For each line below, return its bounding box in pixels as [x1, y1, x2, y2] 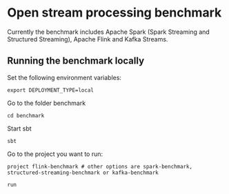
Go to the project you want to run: [7, 150, 103, 158]
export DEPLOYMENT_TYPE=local [7, 86, 94, 94]
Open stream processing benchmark [7, 5, 222, 21]
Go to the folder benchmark [7, 99, 86, 107]
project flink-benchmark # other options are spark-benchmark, [7, 163, 193, 170]
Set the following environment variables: [7, 73, 122, 81]
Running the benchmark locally [7, 55, 145, 67]
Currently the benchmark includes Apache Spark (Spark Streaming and [7, 28, 210, 36]
